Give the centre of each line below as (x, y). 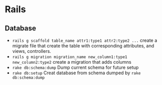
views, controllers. (32, 51)
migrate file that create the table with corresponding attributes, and (83, 46)
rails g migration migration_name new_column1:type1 (70, 57)
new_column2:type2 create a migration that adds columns (72, 62)
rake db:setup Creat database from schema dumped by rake (76, 73)
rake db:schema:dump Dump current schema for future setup (75, 67)
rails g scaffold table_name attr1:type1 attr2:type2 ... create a (85, 40)
